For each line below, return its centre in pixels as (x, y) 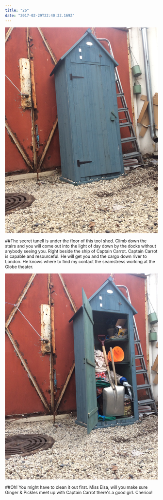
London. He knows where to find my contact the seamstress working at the (80, 262)
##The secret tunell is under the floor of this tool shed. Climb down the (76, 241)
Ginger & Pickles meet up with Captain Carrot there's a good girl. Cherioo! (79, 492)
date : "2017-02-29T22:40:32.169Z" (40, 15)
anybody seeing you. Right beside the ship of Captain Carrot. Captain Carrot (81, 251)
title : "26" (17, 10)
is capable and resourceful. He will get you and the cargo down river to (76, 256)
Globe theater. (19, 267)
